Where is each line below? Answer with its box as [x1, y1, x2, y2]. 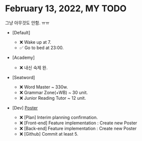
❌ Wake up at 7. [19, 39, 51, 45]
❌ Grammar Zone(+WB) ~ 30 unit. [19, 89, 88, 95]
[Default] [12, 29, 30, 35]
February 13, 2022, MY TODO [5, 3, 127, 14]
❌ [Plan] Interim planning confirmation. [19, 114, 98, 120]
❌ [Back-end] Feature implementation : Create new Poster [19, 125, 137, 131]
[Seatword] [12, 74, 35, 80]
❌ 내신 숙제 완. [19, 64, 48, 70]
